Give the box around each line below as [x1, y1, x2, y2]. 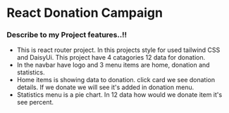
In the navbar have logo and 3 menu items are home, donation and [16, 61, 210, 69]
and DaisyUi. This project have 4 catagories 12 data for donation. [16, 53, 206, 62]
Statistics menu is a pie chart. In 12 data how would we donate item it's [16, 91, 223, 99]
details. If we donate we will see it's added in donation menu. [16, 83, 194, 92]
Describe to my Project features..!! [6, 30, 128, 40]
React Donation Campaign [6, 5, 163, 21]
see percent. [16, 98, 54, 107]
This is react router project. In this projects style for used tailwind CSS [16, 46, 221, 54]
